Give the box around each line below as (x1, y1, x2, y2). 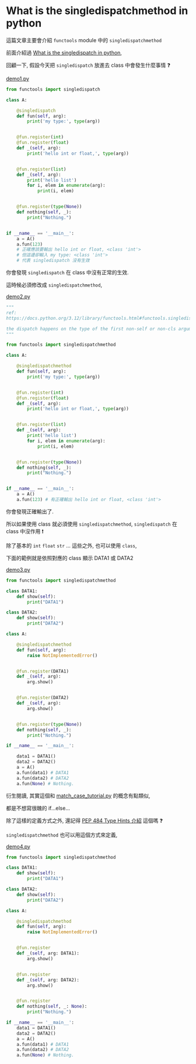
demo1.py (6, 75, 29, 82)
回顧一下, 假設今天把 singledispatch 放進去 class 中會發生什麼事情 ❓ (6, 62, 171, 69)
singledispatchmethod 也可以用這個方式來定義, (6, 831, 118, 838)
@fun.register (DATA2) (16, 695, 69, 701)
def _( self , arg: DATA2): (16, 977, 80, 983)
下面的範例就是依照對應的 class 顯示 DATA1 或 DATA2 (6, 554, 134, 561)
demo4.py (6, 843, 31, 850)
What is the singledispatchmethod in (6, 4, 188, 18)
